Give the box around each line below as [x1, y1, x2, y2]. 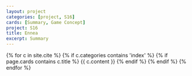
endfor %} [6, 64, 31, 71]
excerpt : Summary [6, 36, 49, 42]
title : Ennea [6, 30, 38, 36]
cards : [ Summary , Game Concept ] [6, 19, 85, 25]
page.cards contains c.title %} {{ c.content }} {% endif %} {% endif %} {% [6, 58, 187, 65]
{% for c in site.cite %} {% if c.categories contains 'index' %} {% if [6, 52, 168, 58]
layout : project [6, 8, 46, 15]
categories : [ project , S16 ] [6, 14, 75, 20]
